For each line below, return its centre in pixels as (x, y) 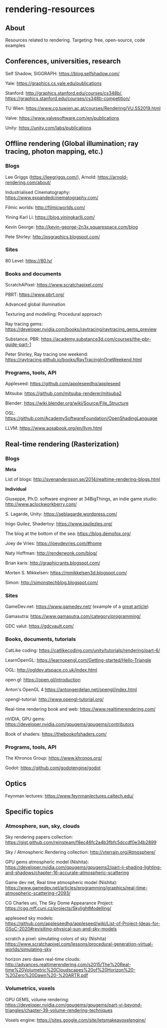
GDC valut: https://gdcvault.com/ (40, 626)
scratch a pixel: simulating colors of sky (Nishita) (56, 939)
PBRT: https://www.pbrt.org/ (35, 295)
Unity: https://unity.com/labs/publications (48, 128)
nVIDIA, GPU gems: (25, 719)
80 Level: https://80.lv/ (29, 261)
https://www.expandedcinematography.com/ (52, 198)
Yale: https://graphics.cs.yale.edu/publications (53, 83)
